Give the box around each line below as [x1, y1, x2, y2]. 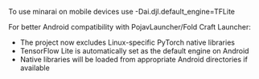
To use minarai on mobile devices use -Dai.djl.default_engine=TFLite [8, 7, 236, 16]
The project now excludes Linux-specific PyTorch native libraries [19, 38, 236, 47]
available [19, 63, 50, 73]
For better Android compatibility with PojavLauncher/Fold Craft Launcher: [8, 22, 252, 31]
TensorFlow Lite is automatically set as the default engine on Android [19, 46, 249, 55]
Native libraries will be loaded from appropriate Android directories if [19, 55, 248, 64]
